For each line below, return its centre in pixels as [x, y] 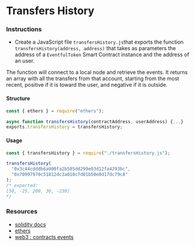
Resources [22, 212]
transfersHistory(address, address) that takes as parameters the [95, 48]
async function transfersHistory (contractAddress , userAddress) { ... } [95, 122]
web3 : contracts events [44, 237]
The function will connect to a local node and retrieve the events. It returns [97, 73]
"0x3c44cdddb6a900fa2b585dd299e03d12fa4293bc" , [71, 169]
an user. [25, 61]
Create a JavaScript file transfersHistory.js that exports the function [99, 42]
